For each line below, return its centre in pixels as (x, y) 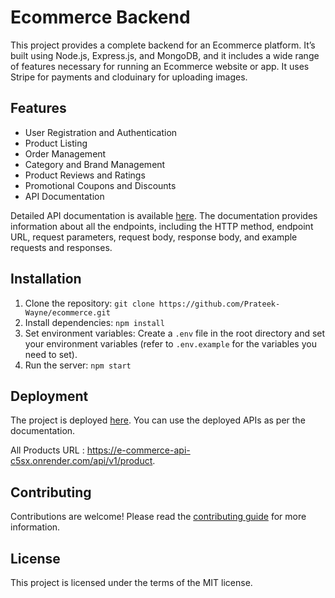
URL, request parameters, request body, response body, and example (154, 237)
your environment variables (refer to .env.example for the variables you (170, 343)
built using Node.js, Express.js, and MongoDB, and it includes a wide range (165, 55)
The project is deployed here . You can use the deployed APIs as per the (158, 420)
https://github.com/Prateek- (219, 304)
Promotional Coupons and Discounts (100, 185)
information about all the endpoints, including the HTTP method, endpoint (162, 226)
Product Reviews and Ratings (85, 175)
